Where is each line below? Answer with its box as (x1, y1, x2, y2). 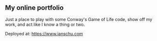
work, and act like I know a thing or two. (5, 21, 85, 27)
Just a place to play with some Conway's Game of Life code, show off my (5, 16, 153, 22)
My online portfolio (5, 4, 64, 12)
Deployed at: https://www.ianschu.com (5, 31, 84, 36)
